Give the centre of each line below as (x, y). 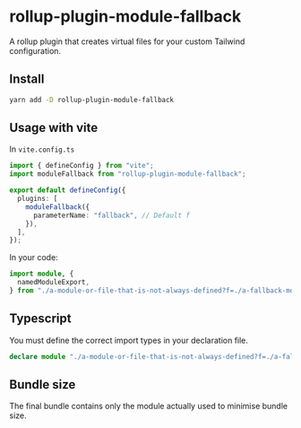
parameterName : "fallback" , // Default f (112, 215)
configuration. (35, 50)
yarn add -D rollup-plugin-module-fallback (92, 100)
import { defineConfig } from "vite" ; (82, 166)
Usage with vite (54, 128)
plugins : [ (38, 199)
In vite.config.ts (42, 149)
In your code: (34, 258)
